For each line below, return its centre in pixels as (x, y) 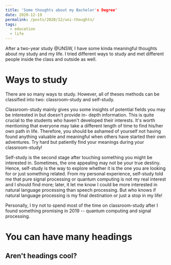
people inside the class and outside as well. (51, 59)
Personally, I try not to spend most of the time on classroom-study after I (82, 205)
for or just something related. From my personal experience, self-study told (84, 173)
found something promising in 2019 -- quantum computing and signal (78, 211)
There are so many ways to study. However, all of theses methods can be (82, 94)
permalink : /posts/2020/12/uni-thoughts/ (50, 19)
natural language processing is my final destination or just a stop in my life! (84, 195)
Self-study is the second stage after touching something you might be (79, 157)
